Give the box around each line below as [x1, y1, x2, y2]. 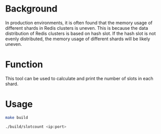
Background [5, 3, 58, 15]
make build [5, 115, 28, 120]
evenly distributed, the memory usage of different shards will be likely [5, 36, 150, 42]
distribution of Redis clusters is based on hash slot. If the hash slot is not [5, 30, 156, 36]
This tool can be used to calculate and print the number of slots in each [5, 75, 154, 81]
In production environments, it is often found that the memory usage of [5, 20, 153, 26]
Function [5, 59, 43, 71]
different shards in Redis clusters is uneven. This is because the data [5, 25, 148, 31]
